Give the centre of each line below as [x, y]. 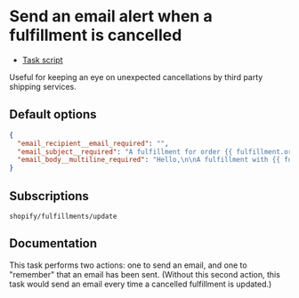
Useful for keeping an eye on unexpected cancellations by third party [136, 77]
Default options [53, 114]
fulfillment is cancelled [96, 35]
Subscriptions [49, 196]
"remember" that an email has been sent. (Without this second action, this [145, 274]
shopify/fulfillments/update [63, 216]
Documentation [53, 243]
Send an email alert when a [111, 16]
